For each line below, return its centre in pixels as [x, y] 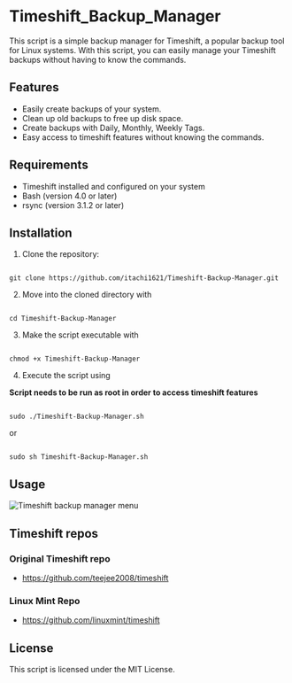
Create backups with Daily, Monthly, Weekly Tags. [113, 128]
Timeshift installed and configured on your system [113, 186]
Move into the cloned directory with [87, 295]
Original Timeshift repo [60, 558]
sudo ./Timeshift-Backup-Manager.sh [77, 417]
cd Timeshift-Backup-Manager [63, 319]
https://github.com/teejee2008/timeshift [95, 578]
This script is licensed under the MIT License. [92, 669]
